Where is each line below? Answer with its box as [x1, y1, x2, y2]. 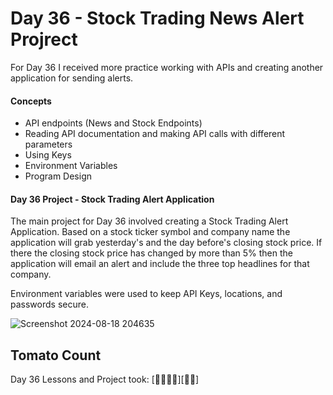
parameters [24, 138, 73, 151]
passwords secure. [10, 298, 89, 311]
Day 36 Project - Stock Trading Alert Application [10, 193, 215, 205]
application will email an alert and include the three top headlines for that [10, 258, 310, 270]
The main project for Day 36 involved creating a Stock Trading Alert [10, 215, 289, 227]
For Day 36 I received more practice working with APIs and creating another [10, 61, 324, 73]
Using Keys [24, 149, 72, 161]
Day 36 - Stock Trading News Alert [10, 7, 305, 30]
